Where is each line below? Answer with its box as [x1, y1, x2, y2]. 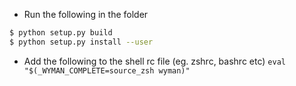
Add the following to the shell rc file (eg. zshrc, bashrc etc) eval [23, 55, 286, 67]
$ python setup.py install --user [9, 37, 154, 47]
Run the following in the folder [23, 9, 149, 20]
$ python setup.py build [9, 28, 113, 38]
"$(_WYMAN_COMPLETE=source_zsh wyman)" [23, 65, 191, 76]
